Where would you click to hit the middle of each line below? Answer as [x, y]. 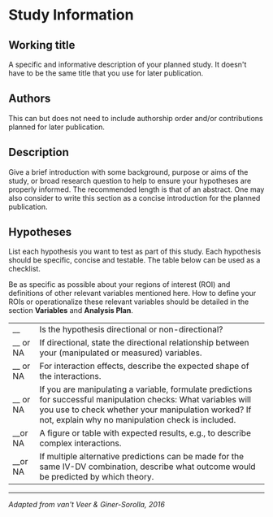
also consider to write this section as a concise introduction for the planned [134, 198]
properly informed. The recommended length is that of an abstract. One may [136, 189]
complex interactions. [80, 443]
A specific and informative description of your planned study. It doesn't [128, 64]
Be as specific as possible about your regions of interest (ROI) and [119, 285]
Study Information [71, 15]
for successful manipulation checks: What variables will [145, 400]
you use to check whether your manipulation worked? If [145, 410]
